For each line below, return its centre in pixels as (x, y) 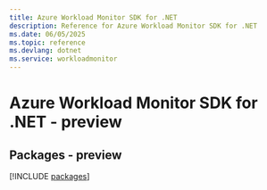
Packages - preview (66, 155)
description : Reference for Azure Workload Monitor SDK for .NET (133, 26)
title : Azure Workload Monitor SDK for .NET (93, 17)
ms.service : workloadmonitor (63, 59)
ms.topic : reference (48, 42)
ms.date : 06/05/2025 (48, 34)
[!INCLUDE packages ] (50, 176)
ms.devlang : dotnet (46, 51)
